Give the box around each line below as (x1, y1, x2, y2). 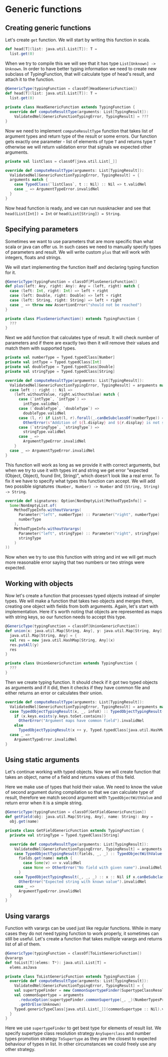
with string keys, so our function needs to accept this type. (5, 614, 126, 620)
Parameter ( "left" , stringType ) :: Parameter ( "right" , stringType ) (18, 531, 160, 536)
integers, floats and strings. (5, 254, 62, 260)
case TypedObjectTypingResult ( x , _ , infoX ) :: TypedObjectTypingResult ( (9, 709, 164, 714)
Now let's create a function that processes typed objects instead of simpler (5, 593, 160, 599)
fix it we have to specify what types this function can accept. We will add (5, 478, 156, 484)
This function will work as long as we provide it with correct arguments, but (5, 462, 160, 468)
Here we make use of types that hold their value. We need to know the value (5, 784, 162, 790)
